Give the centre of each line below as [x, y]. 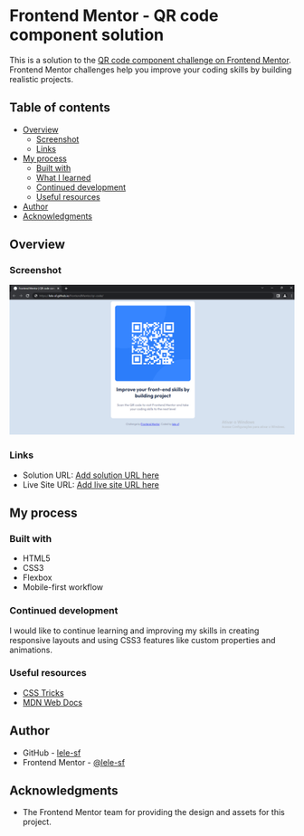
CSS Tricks [43, 692]
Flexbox [37, 578]
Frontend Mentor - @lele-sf [73, 762]
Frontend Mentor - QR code [114, 16]
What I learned [63, 177]
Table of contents [60, 108]
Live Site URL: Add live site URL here [91, 484]
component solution [87, 35]
